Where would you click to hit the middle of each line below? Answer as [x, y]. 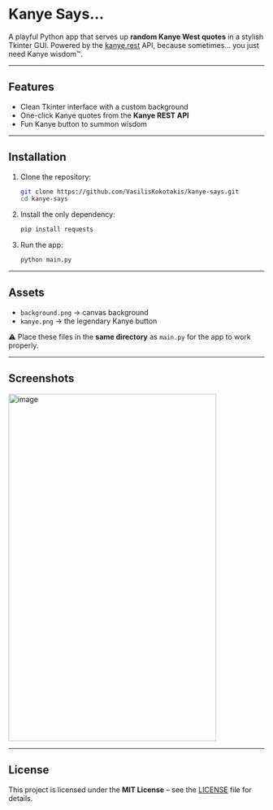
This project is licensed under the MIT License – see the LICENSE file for [130, 790]
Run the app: [41, 245]
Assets [26, 293]
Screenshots [41, 379]
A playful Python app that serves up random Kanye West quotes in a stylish [136, 37]
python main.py [46, 260]
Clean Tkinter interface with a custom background [104, 106]
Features [31, 87]
